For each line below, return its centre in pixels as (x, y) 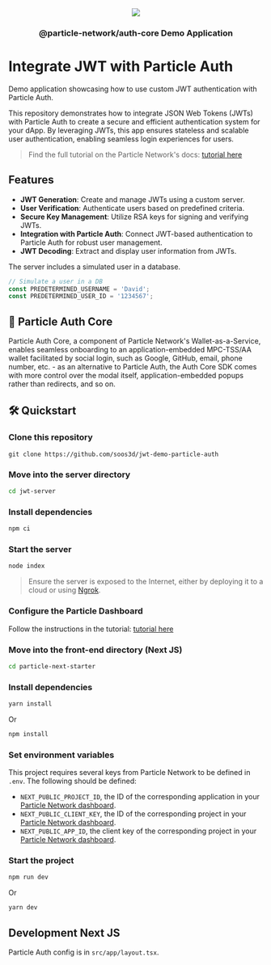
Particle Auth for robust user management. (91, 242)
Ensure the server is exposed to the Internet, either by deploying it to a (146, 582)
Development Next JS (64, 933)
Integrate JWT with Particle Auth (121, 67)
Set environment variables (61, 755)
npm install (28, 734)
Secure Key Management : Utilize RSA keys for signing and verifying (134, 217)
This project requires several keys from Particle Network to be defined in (129, 773)
